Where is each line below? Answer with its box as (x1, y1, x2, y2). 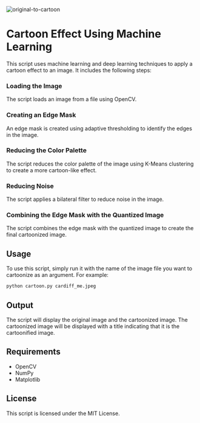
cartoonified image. (6, 329, 55, 336)
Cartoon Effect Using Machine (6, 27, 162, 41)
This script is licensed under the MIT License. (6, 410, 120, 417)
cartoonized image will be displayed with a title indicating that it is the (6, 323, 180, 330)
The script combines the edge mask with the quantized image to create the (6, 225, 194, 232)
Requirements (6, 347, 61, 357)
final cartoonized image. (6, 231, 67, 239)
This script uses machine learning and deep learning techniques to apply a (6, 60, 193, 67)
